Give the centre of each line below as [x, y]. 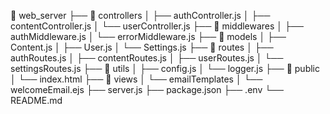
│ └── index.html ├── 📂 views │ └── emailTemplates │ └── [136, 79]
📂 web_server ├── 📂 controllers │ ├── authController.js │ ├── [140, 15]
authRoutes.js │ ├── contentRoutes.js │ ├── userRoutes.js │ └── [147, 58]
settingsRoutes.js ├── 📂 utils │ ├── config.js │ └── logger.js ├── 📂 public [165, 68]
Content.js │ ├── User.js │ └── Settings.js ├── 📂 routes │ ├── [142, 47]
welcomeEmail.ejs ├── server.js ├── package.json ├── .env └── [147, 89]
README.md [36, 100]
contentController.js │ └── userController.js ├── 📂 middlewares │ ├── [157, 26]
